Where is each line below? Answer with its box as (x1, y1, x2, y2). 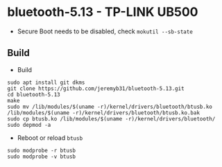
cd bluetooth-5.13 (7, 91, 60, 98)
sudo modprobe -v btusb (7, 153, 76, 160)
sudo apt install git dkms (7, 79, 85, 86)
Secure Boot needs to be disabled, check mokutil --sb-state (17, 27, 193, 35)
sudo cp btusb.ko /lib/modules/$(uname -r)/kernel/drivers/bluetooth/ (7, 115, 216, 122)
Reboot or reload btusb (17, 133, 83, 142)
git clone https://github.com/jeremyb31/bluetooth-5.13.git (7, 85, 185, 92)
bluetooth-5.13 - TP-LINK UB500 (7, 4, 198, 20)
